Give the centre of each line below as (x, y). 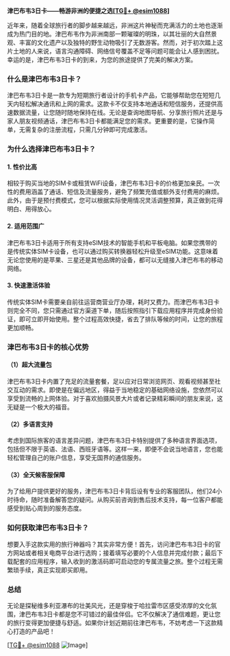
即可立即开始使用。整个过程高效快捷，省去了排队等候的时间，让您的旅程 (121, 319)
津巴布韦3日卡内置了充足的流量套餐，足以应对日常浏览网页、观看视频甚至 (111, 381)
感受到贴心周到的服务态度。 (46, 508)
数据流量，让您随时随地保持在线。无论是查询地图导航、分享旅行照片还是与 (118, 113)
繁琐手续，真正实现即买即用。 (49, 570)
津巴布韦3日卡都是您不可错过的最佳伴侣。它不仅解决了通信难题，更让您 (120, 614)
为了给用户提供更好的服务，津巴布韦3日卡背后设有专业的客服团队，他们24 (112, 491)
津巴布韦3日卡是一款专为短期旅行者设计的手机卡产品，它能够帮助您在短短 (111, 95)
